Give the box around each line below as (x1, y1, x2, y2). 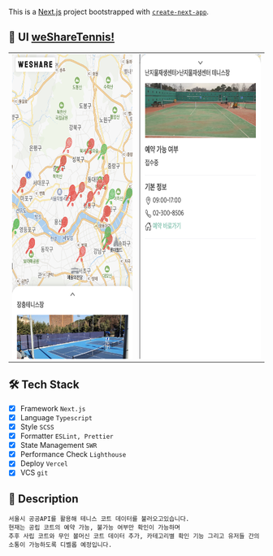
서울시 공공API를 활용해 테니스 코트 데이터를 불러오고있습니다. (8, 515, 190, 523)
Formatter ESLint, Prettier (19, 431, 114, 441)
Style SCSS (19, 422, 54, 432)
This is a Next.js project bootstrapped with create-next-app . (8, 7, 210, 16)
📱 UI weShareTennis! (8, 30, 115, 44)
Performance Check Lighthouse (19, 450, 127, 459)
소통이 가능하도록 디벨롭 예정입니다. (8, 541, 112, 549)
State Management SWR (19, 441, 97, 450)
